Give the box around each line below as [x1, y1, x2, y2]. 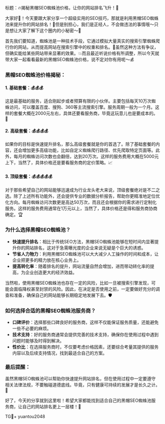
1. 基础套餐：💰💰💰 [5, 85, 43, 91]
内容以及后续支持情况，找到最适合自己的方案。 [12, 350, 107, 356]
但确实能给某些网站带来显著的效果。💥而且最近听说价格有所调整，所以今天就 [5, 50, 160, 56]
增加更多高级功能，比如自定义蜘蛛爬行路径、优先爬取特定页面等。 [22, 147, 156, 153]
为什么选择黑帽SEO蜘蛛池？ [5, 227, 71, 233]
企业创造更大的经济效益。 [25, 269, 77, 275]
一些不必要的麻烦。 [12, 326, 52, 331]
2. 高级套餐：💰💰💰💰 [5, 128, 48, 133]
